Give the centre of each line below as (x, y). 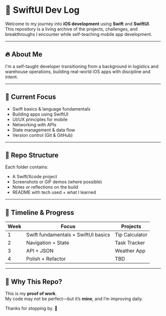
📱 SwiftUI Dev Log (42, 10)
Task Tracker (130, 243)
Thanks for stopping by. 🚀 (31, 308)
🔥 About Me (24, 55)
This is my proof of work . (31, 294)
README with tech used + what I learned (54, 193)
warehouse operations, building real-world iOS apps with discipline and (78, 72)
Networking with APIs (34, 124)
